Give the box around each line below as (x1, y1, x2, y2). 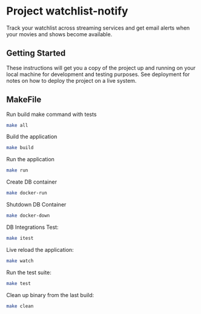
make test (6, 280, 31, 286)
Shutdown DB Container (6, 201, 67, 208)
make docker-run (6, 190, 47, 196)
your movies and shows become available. (6, 30, 113, 37)
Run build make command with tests (6, 111, 97, 118)
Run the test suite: (6, 269, 51, 276)
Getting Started (6, 48, 66, 59)
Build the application (6, 133, 58, 140)
